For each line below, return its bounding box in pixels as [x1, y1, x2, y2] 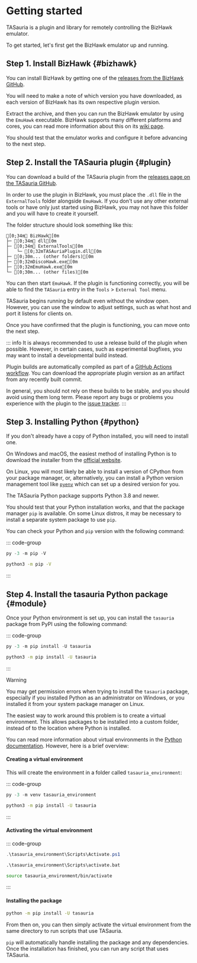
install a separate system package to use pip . [6, 516, 117, 524]
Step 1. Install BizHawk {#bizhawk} [6, 59, 137, 69]
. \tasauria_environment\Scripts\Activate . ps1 [6, 851, 120, 857]
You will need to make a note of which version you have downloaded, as [6, 92, 182, 99]
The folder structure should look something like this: [6, 221, 133, 229]
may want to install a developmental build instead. [6, 351, 128, 359]
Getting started [6, 4, 83, 18]
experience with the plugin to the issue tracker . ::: [6, 400, 127, 407]
